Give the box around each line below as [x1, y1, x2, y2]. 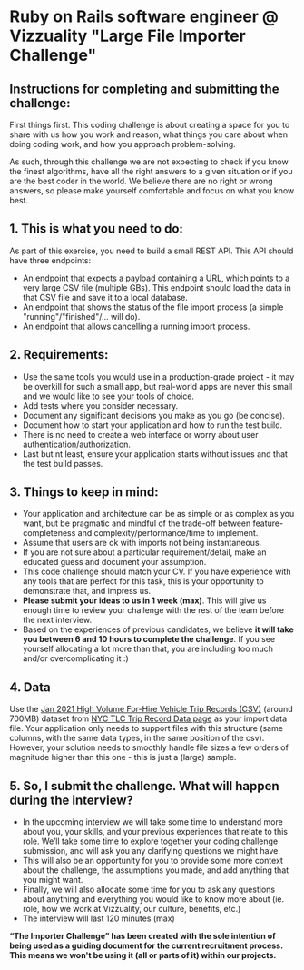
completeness [22, 528, 76, 539]
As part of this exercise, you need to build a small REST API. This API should [9, 245, 294, 256]
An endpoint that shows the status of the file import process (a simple [22, 302, 284, 312]
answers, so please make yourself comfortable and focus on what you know [9, 185, 295, 196]
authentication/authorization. [22, 439, 132, 450]
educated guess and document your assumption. [22, 557, 207, 568]
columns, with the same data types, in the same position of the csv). [9, 733, 265, 744]
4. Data [9, 679, 52, 695]
